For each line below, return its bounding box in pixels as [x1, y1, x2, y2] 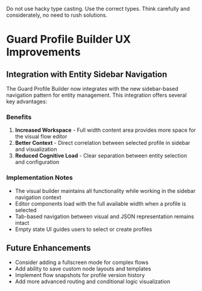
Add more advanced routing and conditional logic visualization [14, 278, 171, 285]
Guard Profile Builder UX [6, 32, 131, 46]
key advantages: [6, 98, 48, 105]
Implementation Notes [6, 174, 74, 182]
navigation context [14, 194, 62, 201]
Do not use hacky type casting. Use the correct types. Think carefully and [6, 5, 190, 12]
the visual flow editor [14, 133, 68, 140]
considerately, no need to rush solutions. [6, 11, 107, 19]
